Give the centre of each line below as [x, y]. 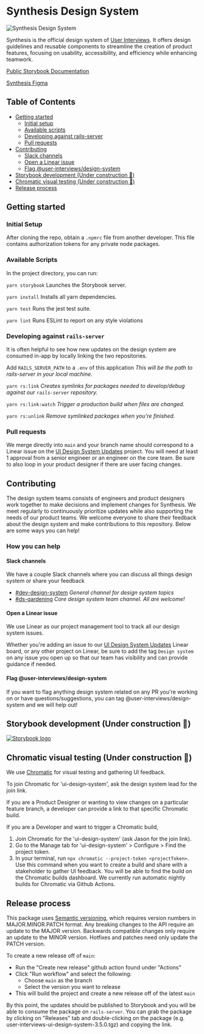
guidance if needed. [31, 664]
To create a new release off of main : [51, 956]
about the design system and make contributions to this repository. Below [99, 524]
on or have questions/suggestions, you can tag [65, 698]
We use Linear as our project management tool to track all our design [93, 627]
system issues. [25, 633]
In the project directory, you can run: [52, 273]
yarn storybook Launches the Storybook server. [66, 285]
